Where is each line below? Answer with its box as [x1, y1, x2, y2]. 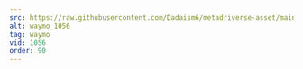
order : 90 [9, 47, 47, 56]
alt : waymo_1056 [9, 22, 70, 30]
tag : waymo [9, 30, 50, 39]
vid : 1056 [9, 38, 47, 47]
